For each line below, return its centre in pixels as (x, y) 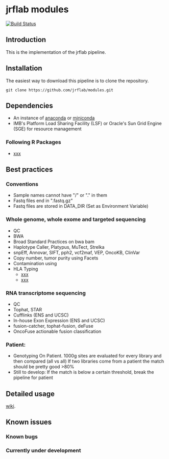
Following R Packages (33, 142)
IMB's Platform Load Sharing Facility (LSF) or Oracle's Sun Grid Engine (88, 124)
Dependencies (29, 105)
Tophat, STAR (28, 309)
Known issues (29, 422)
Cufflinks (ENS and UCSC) (41, 315)
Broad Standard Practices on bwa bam (54, 242)
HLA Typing (26, 269)
